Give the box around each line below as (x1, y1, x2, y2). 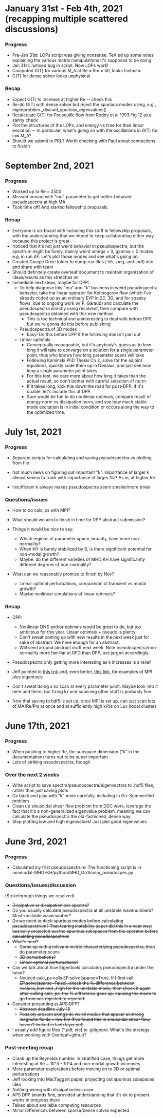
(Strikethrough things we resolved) (5, 893, 74, 899)
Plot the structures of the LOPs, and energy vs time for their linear (12, 122, 145, 128)
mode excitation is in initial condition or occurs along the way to (26, 404, 155, 410)
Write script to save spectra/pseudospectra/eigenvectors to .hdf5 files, (12, 782, 155, 788)
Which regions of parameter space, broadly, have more (19, 536, 130, 542)
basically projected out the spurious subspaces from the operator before (12, 928, 158, 934)
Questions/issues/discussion (5, 882, 76, 888)
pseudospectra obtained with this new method (19, 311, 113, 316)
